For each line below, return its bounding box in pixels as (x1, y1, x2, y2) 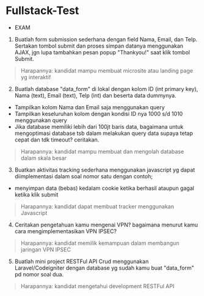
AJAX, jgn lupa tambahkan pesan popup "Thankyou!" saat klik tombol (14, 48, 191, 56)
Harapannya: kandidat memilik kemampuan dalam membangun (20, 239, 180, 247)
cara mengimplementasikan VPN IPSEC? (14, 227, 117, 235)
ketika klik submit (14, 190, 59, 198)
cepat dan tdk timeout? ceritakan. (14, 135, 100, 143)
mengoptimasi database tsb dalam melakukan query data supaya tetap (14, 129, 193, 137)
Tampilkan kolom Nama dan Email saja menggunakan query (14, 103, 166, 110)
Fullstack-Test (5, 4, 79, 18)
